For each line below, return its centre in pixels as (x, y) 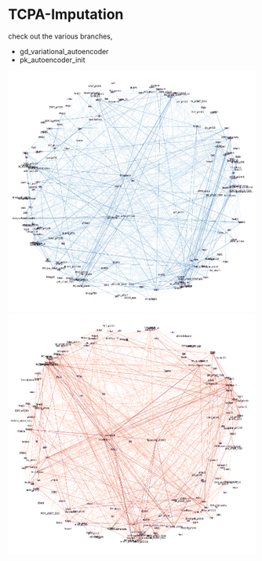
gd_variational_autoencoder (64, 51)
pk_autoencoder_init (52, 60)
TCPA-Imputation (66, 15)
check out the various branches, (60, 36)
